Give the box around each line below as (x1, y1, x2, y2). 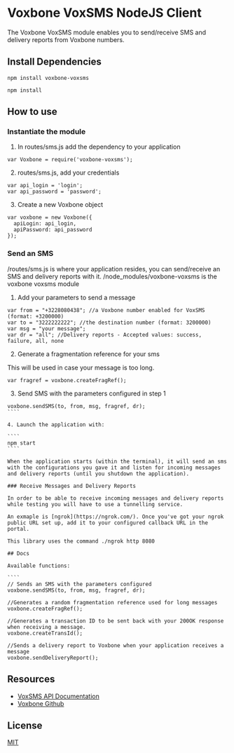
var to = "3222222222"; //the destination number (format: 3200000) (7, 319, 212, 326)
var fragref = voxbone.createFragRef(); (7, 376, 128, 384)
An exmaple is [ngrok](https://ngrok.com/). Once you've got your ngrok (7, 513, 224, 520)
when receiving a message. (7, 623, 86, 630)
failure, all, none (7, 337, 64, 344)
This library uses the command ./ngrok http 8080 (7, 538, 156, 545)
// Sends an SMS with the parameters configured (7, 581, 152, 588)
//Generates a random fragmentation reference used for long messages (7, 599, 218, 606)
